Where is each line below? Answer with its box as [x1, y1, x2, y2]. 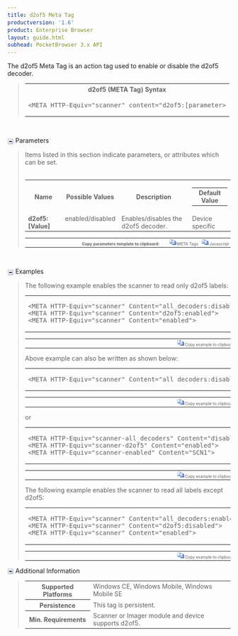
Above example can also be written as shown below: [24, 354, 178, 363]
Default [198, 188, 221, 197]
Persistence [39, 601, 76, 610]
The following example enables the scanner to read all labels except [24, 486, 223, 495]
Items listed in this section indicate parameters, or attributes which [24, 150, 220, 159]
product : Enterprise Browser [7, 26, 93, 33]
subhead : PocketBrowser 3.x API [7, 41, 103, 49]
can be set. [24, 158, 58, 166]
